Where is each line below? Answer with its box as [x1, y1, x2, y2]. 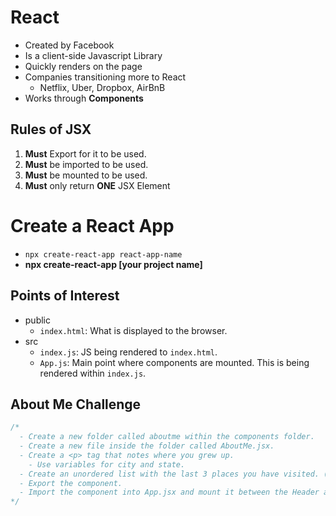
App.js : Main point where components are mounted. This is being [39, 356, 310, 368]
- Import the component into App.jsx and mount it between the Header [19, 487, 320, 498]
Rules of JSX [10, 121, 92, 138]
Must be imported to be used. [24, 158, 149, 170]
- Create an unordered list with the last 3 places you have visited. [19, 469, 320, 479]
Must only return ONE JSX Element [24, 179, 171, 191]
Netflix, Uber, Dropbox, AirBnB [39, 81, 166, 93]
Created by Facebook [24, 39, 115, 51]
